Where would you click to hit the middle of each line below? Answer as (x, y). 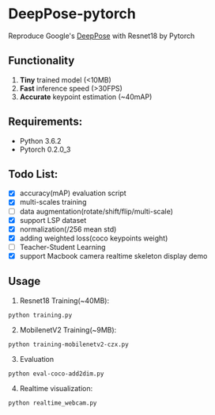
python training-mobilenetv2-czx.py (68, 344)
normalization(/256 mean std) (68, 229)
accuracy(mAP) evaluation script (73, 193)
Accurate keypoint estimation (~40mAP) (86, 97)
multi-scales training (53, 202)
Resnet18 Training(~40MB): (64, 300)
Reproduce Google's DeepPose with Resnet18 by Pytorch (102, 36)
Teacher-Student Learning (62, 247)
